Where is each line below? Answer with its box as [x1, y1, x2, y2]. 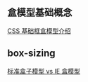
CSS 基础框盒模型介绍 [7, 27, 72, 35]
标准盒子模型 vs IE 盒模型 [7, 67, 81, 75]
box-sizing [7, 48, 56, 60]
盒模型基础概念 [7, 6, 73, 19]
